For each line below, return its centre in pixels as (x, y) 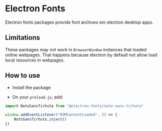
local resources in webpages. (35, 60)
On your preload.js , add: (38, 97)
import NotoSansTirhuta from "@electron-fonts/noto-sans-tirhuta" (74, 106)
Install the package (31, 87)
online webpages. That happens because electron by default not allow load (81, 55)
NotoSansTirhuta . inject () (40, 119)
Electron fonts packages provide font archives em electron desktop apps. (79, 22)
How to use (23, 76)
